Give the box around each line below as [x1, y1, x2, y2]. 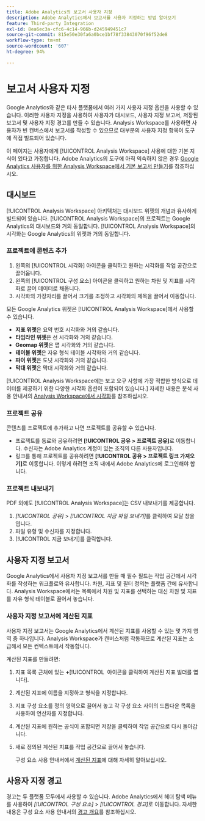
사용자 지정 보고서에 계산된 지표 [6, 612, 93, 621]
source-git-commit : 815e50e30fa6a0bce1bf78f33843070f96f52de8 [6, 32, 168, 38]
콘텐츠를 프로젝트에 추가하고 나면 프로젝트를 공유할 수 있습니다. [6, 424, 157, 431]
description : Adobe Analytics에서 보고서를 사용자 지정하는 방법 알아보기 [6, 15, 176, 21]
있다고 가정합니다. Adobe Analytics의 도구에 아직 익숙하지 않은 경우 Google [17, 155, 199, 162]
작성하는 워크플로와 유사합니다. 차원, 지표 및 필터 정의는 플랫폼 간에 [17, 580, 177, 587]
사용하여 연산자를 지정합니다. [15, 709, 84, 717]
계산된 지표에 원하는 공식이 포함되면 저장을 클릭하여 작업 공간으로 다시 [15, 722, 182, 730]
